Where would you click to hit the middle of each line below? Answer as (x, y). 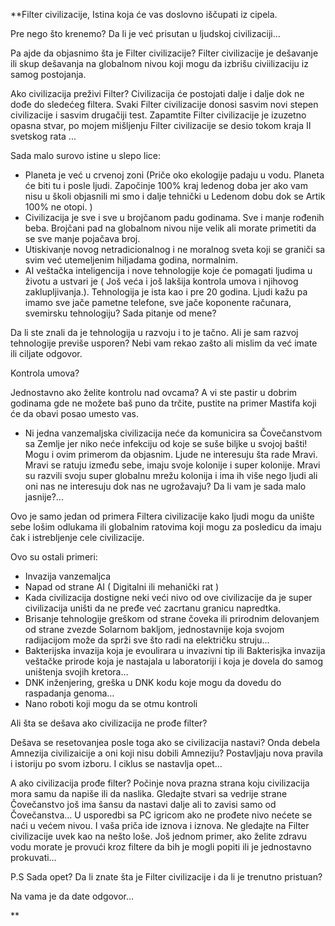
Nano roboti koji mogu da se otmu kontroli (111, 703)
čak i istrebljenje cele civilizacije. (77, 537)
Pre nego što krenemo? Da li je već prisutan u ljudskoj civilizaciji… (145, 33)
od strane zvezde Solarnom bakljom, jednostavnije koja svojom (154, 629)
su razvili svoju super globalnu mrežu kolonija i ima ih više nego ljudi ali (171, 475)
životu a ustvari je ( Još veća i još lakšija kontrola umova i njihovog (161, 281)
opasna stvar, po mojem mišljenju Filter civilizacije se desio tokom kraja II (161, 125)
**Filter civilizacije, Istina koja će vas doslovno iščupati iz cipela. (144, 14)
